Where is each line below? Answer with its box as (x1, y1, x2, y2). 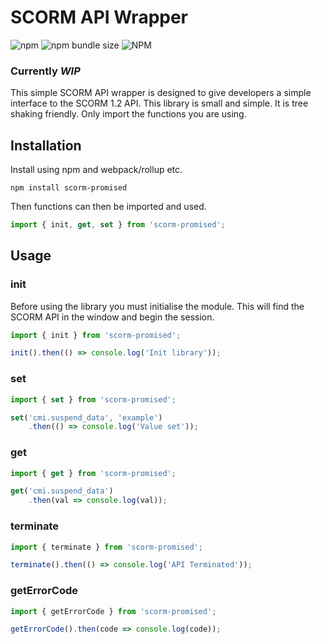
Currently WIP (10, 64, 81, 78)
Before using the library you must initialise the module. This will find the (10, 300, 305, 312)
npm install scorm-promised (10, 183, 128, 193)
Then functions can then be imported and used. (10, 201, 207, 213)
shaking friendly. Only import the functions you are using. (10, 108, 247, 120)
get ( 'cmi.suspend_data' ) (10, 486, 114, 496)
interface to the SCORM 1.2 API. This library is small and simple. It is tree (10, 97, 309, 110)
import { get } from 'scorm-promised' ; (10, 468, 177, 478)
